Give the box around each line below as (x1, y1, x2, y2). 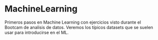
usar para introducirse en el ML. (4, 29, 69, 35)
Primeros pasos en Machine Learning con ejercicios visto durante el (4, 19, 141, 25)
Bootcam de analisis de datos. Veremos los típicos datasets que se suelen (4, 24, 153, 30)
